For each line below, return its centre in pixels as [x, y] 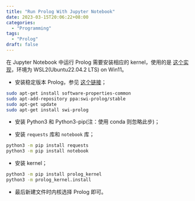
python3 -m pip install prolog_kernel [54, 174]
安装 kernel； [31, 163]
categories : [21, 22]
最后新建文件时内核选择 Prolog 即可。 [60, 192]
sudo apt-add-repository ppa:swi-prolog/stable [66, 99]
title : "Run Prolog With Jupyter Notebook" [61, 12]
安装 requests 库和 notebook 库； [55, 134]
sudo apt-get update [32, 104]
